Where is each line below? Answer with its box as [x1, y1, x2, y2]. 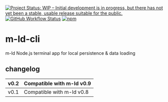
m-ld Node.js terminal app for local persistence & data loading [5, 50, 136, 56]
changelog [5, 65, 40, 74]
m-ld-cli [5, 33, 40, 45]
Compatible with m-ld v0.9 [23, 80, 92, 87]
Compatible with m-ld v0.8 [23, 88, 89, 95]
